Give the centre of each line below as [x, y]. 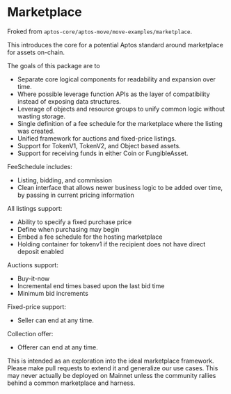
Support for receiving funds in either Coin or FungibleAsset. [103, 153]
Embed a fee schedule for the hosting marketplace [90, 237]
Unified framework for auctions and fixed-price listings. [97, 138]
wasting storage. [41, 116]
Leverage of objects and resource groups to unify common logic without [121, 109]
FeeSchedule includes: [40, 166]
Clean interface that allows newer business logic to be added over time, [120, 187]
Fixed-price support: [37, 306]
